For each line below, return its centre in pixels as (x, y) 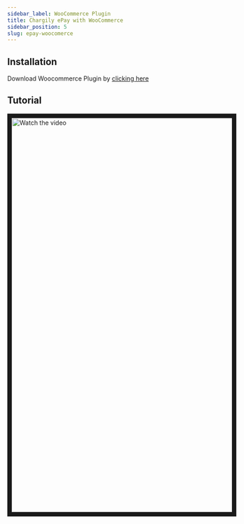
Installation (32, 61)
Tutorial (24, 101)
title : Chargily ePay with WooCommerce (65, 20)
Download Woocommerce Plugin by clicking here (78, 78)
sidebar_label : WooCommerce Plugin (59, 14)
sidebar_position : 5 (37, 27)
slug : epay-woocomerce (40, 33)
